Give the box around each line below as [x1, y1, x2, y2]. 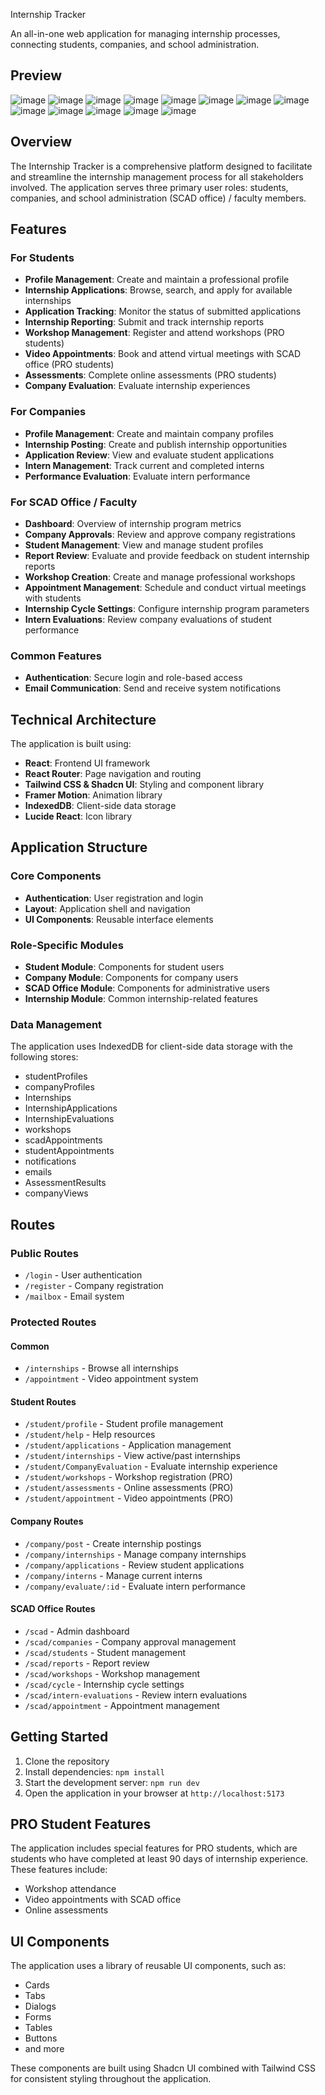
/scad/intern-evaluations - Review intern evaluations [24, 1689, 248, 1701]
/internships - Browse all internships [24, 1362, 179, 1374]
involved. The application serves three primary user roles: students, [10, 181, 289, 193]
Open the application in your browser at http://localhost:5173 [24, 1787, 285, 1799]
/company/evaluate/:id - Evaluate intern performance [24, 1580, 247, 1592]
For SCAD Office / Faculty [10, 495, 138, 509]
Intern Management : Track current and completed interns [24, 459, 265, 471]
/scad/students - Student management [24, 1646, 186, 1658]
